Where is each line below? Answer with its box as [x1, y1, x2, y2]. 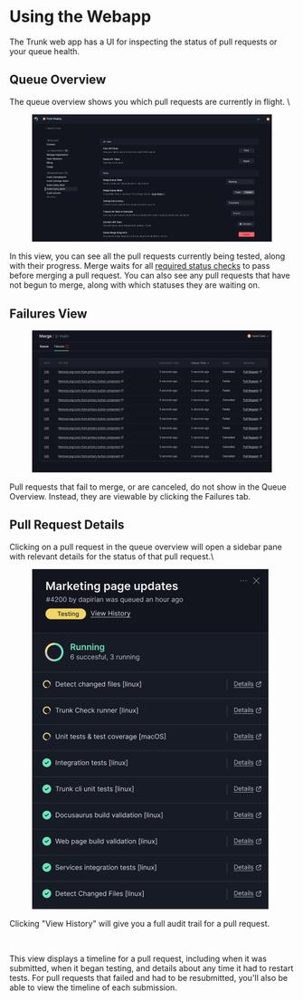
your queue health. [9, 45, 80, 56]
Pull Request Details [9, 518, 125, 533]
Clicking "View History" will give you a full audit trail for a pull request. [9, 918, 270, 929]
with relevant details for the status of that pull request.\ [9, 550, 214, 562]
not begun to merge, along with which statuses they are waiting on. [9, 280, 260, 290]
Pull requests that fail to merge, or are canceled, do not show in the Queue [9, 481, 287, 492]
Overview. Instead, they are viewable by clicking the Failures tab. [9, 490, 251, 501]
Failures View [9, 306, 88, 321]
